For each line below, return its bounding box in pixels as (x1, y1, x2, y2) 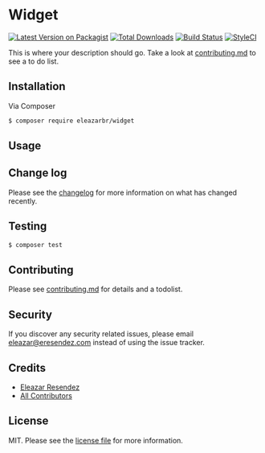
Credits (8, 360, 47, 375)
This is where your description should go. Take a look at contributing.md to (8, 47, 257, 57)
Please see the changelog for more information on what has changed (8, 187, 238, 197)
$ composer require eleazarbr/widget (8, 117, 135, 125)
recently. (8, 196, 38, 206)
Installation (8, 80, 66, 93)
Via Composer (8, 101, 56, 110)
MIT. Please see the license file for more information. (8, 435, 183, 445)
